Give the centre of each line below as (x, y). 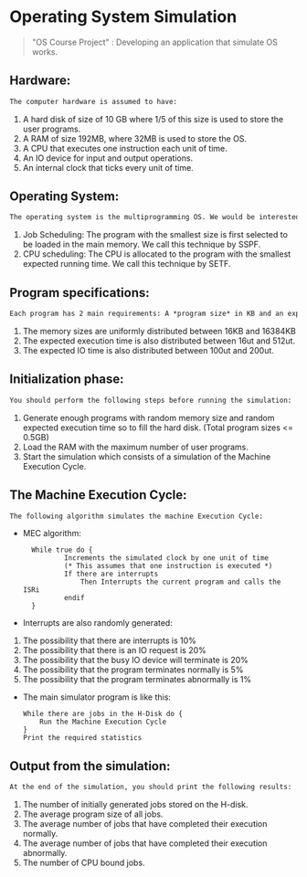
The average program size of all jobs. (93, 814)
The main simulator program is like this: (97, 697)
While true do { (62, 550)
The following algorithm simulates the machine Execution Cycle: (136, 516)
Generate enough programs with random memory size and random (149, 417)
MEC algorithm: (52, 534)
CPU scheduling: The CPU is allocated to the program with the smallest (157, 254)
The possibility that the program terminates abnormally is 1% (137, 680)
